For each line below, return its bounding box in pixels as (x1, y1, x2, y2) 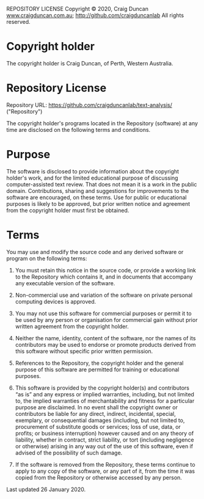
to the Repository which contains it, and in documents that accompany (15, 273, 194, 280)
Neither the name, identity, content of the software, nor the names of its (15, 334, 196, 341)
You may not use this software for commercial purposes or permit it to (15, 310, 192, 317)
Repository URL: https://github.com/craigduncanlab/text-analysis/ (6, 101, 172, 109)
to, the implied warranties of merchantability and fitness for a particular (15, 397, 195, 404)
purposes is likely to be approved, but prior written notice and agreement (6, 200, 191, 207)
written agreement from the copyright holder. (15, 322, 129, 330)
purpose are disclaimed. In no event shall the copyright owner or (15, 403, 178, 411)
